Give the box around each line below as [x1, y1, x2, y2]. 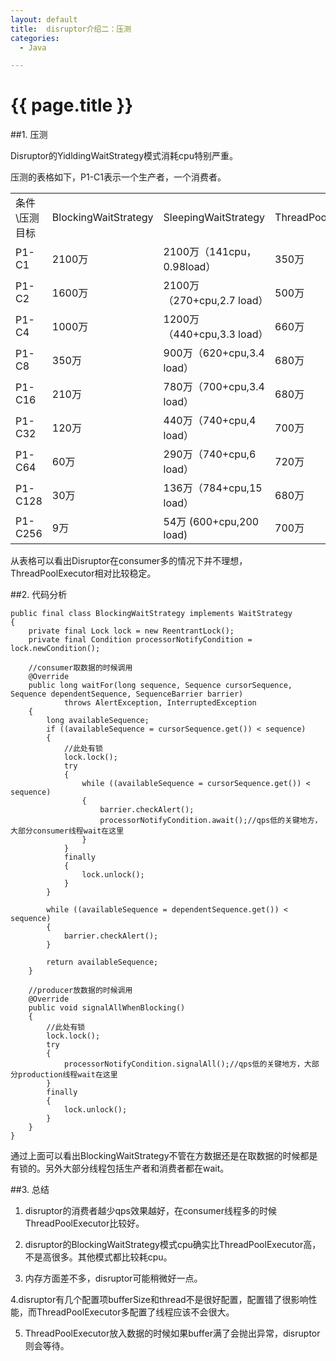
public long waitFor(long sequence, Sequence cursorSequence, [28, 681, 293, 691]
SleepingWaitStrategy [163, 211, 266, 225]
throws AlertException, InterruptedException [63, 698, 257, 708]
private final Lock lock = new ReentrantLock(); [28, 626, 235, 636]
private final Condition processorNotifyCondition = [28, 635, 253, 645]
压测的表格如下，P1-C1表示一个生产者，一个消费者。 [10, 171, 227, 183]
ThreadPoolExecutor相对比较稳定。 [10, 567, 157, 580]
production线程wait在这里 [17, 1070, 118, 1080]
